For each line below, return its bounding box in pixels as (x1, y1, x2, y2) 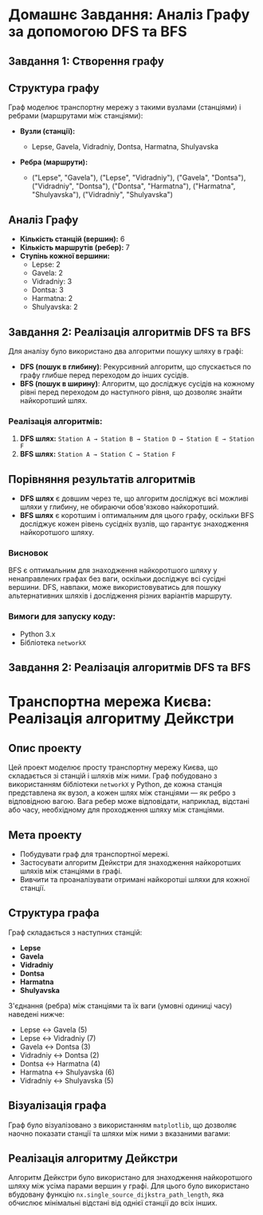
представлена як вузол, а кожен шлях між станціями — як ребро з (8, 788, 237, 797)
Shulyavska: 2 (31, 302, 78, 312)
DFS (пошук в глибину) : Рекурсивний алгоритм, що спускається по (19, 362, 252, 372)
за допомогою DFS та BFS (8, 22, 187, 41)
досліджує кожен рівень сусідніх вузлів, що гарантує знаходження (19, 519, 249, 528)
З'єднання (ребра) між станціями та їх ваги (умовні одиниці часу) (8, 1000, 233, 1011)
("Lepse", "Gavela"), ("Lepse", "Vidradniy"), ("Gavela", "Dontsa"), (31, 173, 246, 183)
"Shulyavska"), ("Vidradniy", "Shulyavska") (31, 190, 174, 200)
